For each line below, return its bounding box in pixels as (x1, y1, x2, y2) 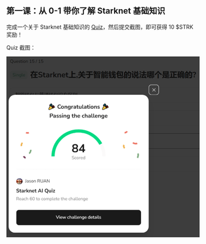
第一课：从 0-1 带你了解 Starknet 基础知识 (6, 6, 166, 17)
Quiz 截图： (6, 43, 36, 51)
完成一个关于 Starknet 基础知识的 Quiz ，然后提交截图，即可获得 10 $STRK (6, 23, 194, 31)
